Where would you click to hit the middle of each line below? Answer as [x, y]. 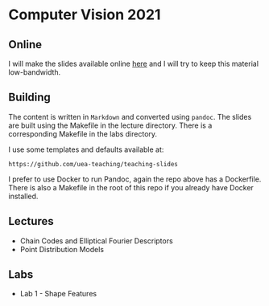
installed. [23, 196]
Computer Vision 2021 [85, 15]
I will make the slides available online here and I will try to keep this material [134, 63]
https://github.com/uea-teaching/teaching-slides [93, 164]
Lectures [31, 221]
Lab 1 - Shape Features [58, 294]
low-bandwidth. [35, 72]
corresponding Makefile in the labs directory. [83, 133]
